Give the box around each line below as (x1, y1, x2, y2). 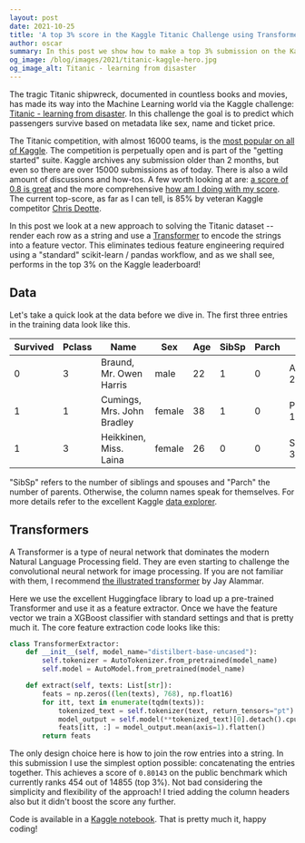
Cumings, (101, 393, 143, 406)
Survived (14, 340, 54, 353)
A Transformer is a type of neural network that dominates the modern (9, 546, 270, 557)
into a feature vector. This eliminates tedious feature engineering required (9, 240, 285, 250)
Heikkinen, (101, 430, 147, 443)
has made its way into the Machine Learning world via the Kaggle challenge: (9, 98, 295, 109)
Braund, (101, 356, 134, 368)
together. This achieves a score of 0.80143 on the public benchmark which (9, 768, 288, 779)
